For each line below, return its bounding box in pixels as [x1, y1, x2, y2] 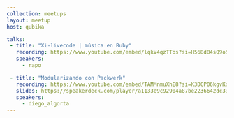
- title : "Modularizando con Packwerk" [9, 74, 126, 81]
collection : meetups [6, 10, 67, 17]
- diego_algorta [22, 101, 70, 108]
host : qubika [6, 23, 45, 30]
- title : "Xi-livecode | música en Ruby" [9, 43, 132, 50]
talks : [6, 36, 26, 43]
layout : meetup [6, 17, 51, 24]
